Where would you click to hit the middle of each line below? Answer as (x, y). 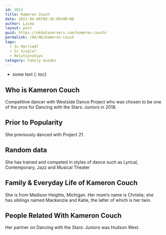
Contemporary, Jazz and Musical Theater (48, 167)
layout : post (19, 28)
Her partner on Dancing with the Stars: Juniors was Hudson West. (72, 228)
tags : (11, 42)
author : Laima (20, 23)
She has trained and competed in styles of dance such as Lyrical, (72, 162)
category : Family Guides (31, 60)
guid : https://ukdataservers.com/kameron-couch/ (56, 33)
